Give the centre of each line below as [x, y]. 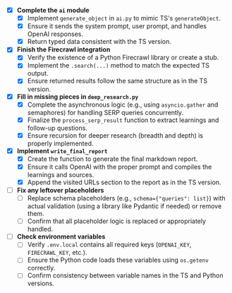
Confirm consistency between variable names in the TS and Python [125, 275]
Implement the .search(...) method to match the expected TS [118, 66]
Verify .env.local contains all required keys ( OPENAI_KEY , [109, 245]
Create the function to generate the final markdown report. [112, 159]
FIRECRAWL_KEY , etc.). [57, 253]
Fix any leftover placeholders [60, 190]
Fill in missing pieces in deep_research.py [78, 96]
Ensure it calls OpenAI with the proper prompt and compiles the [120, 167]
